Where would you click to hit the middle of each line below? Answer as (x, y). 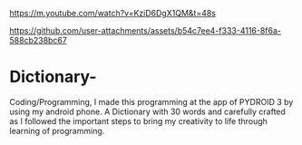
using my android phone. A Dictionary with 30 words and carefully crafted (147, 111)
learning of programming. (57, 130)
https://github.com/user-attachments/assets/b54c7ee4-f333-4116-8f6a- (146, 30)
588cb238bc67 (39, 40)
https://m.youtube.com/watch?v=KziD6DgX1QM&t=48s (112, 13)
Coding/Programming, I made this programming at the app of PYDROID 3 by (151, 101)
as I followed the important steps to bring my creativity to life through (138, 121)
